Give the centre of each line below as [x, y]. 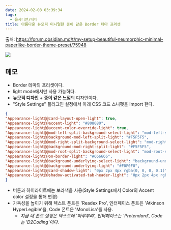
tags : [11, 15]
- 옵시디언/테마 [24, 19]
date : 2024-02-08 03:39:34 [34, 10]
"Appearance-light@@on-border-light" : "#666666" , [59, 156]
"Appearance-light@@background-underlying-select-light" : [68, 161]
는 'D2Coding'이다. [40, 222]
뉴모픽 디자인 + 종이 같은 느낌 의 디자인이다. [55, 98]
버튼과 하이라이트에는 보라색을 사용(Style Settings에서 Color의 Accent [83, 190]
